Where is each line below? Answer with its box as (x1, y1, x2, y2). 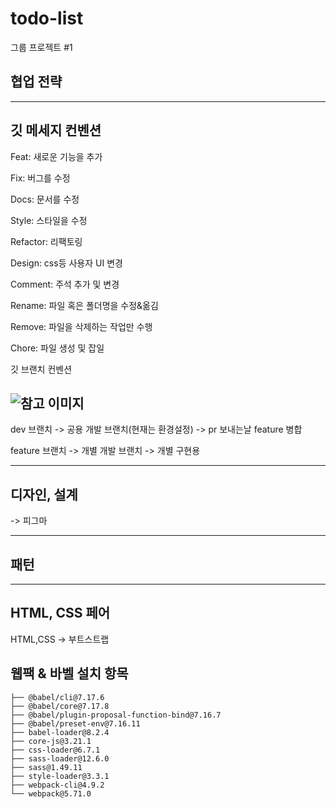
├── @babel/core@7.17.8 (10, 701, 110, 711)
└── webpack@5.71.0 (10, 788, 92, 799)
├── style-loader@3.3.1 (10, 771, 110, 781)
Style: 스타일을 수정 (10, 214, 88, 226)
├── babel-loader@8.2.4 (10, 727, 110, 737)
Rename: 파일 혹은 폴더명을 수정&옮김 (10, 299, 159, 311)
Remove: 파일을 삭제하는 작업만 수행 (10, 320, 153, 332)
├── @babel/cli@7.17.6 (10, 692, 105, 702)
